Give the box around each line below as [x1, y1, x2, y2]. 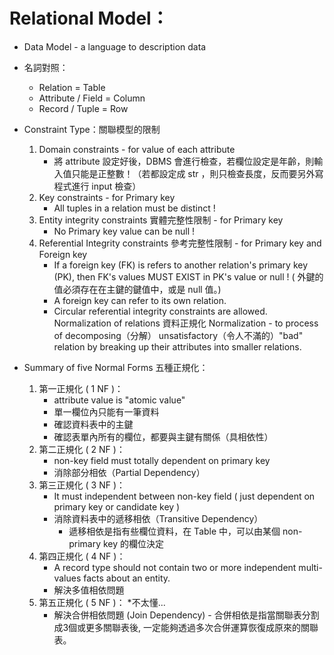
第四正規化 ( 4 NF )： [38, 550, 126, 562]
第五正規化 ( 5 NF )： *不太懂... [38, 596, 166, 608]
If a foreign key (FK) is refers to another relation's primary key [53, 259, 309, 271]
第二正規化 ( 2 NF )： [38, 443, 126, 455]
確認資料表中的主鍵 [53, 418, 134, 430]
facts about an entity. [83, 572, 171, 584]
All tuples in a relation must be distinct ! [53, 202, 216, 214]
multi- [298, 561, 323, 573]
